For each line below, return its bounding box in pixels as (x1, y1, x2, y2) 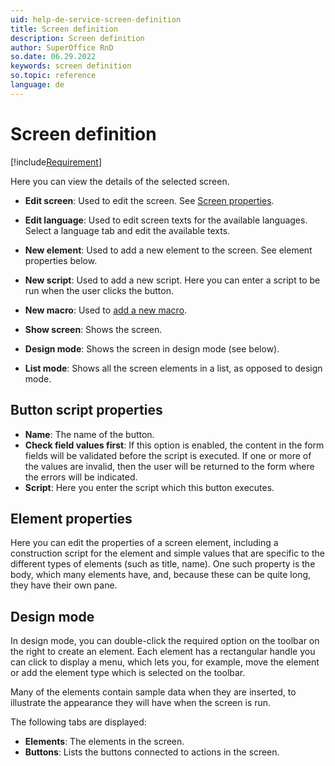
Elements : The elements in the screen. (24, 736, 185, 748)
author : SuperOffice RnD (10, 42, 114, 53)
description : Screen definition (10, 33, 145, 43)
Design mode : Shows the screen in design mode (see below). (24, 342, 280, 355)
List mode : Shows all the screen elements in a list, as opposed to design (24, 362, 323, 374)
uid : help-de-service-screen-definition (10, 14, 182, 25)
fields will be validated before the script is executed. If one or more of (24, 449, 312, 461)
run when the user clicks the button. (24, 284, 174, 296)
